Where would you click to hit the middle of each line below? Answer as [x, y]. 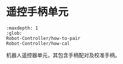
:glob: [14, 33]
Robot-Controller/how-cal [38, 43]
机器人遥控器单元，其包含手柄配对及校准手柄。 [63, 55]
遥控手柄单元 [38, 12]
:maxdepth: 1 [22, 28]
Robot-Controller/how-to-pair [43, 38]
